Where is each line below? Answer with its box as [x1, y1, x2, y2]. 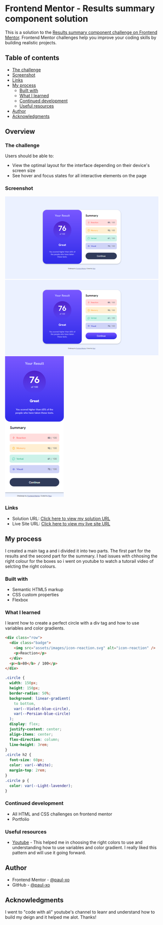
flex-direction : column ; [9, 737, 60, 742]
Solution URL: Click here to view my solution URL [12, 516, 110, 521]
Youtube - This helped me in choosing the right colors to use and [12, 839, 143, 845]
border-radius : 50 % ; [9, 691, 51, 696]
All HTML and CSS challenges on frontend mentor [12, 811, 112, 817]
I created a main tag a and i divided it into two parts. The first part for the [5, 548, 151, 554]
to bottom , [14, 701, 36, 706]
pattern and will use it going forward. [12, 850, 86, 856]
